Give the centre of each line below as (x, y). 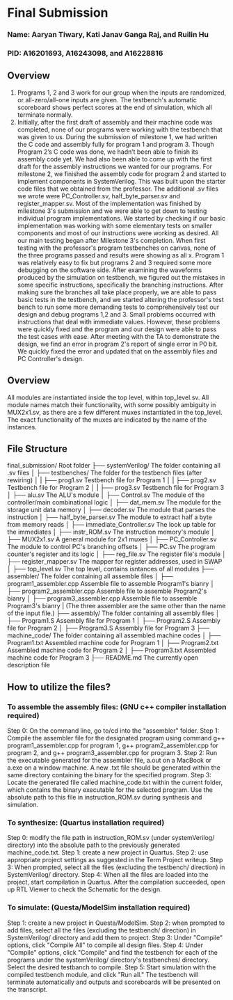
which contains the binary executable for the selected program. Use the (110, 790)
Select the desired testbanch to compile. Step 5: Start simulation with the (112, 967)
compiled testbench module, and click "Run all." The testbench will (103, 974)
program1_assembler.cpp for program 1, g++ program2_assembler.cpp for (113, 745)
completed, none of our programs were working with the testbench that (120, 129)
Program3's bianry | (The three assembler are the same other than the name (116, 606)
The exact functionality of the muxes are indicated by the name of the (107, 420)
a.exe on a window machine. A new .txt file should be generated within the (114, 768)
